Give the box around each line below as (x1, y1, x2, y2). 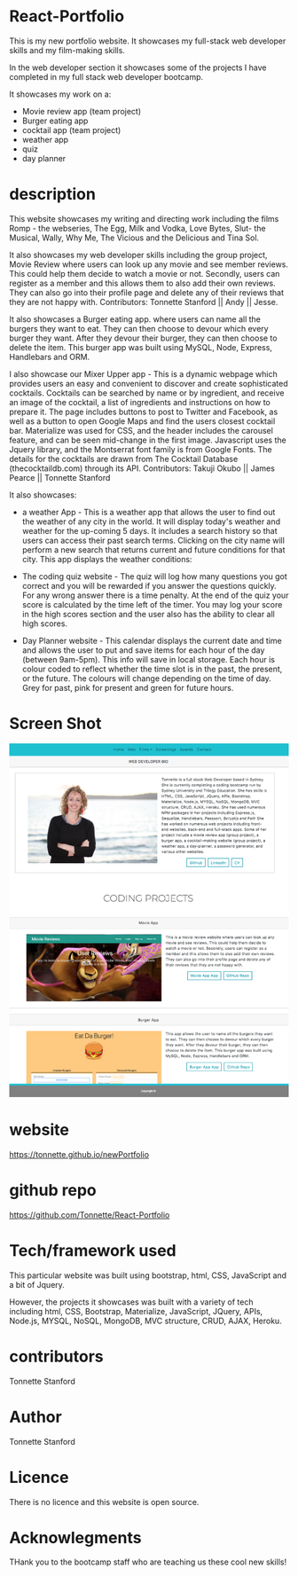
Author (9, 1407, 62, 1427)
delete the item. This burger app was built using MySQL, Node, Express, (9, 341, 273, 352)
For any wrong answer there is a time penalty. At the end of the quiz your (21, 590, 289, 600)
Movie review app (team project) (21, 106, 142, 116)
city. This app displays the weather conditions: (21, 553, 192, 564)
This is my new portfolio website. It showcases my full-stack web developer (9, 35, 286, 46)
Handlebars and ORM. (9, 351, 90, 362)
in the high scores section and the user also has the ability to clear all (21, 608, 275, 619)
